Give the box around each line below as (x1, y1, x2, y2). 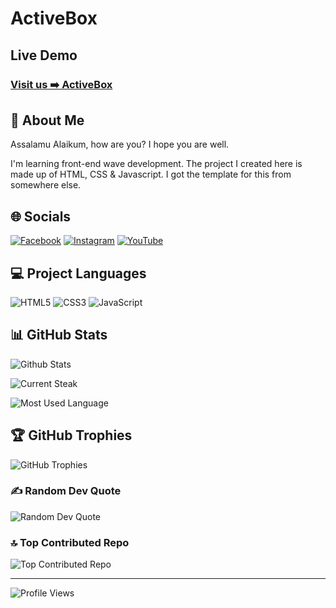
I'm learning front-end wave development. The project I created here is (10, 158, 303, 170)
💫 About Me (10, 112, 85, 129)
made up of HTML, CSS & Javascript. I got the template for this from (10, 168, 292, 181)
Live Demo (10, 47, 78, 64)
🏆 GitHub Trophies (10, 427, 133, 444)
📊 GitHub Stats (10, 327, 108, 344)
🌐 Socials (10, 208, 72, 225)
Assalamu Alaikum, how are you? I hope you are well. (10, 138, 230, 151)
